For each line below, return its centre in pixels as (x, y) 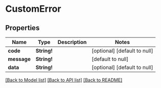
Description (72, 42)
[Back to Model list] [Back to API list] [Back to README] (64, 80)
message (19, 59)
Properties (22, 28)
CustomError (33, 9)
